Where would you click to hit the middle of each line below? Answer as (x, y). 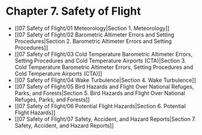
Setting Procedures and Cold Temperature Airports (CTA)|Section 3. (100, 60)
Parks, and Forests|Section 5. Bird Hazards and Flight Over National (100, 93)
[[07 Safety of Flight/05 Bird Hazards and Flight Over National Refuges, (104, 86)
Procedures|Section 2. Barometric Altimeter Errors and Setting (93, 41)
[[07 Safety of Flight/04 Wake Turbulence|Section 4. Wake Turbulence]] (105, 80)
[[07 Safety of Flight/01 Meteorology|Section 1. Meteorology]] (92, 28)
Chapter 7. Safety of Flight (73, 11)
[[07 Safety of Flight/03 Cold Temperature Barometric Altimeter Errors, (103, 54)
